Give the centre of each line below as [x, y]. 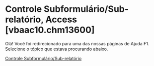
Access [61, 19]
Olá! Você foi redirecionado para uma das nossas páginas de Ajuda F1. [77, 43]
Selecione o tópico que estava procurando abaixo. [57, 49]
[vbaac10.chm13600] [50, 30]
